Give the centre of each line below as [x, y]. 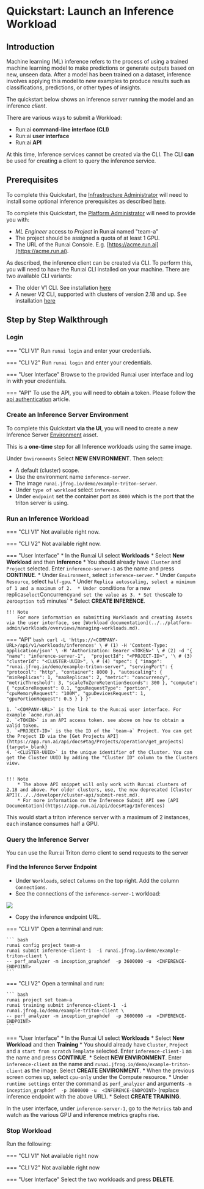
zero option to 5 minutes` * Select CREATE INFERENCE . [76, 601]
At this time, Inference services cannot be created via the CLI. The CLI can [100, 154]
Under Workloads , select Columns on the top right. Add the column [97, 880]
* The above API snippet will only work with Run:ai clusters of [102, 785]
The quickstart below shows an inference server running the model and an [100, 99]
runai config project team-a [43, 945]
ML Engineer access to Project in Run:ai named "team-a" [87, 231]
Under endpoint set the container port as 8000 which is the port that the [104, 496]
